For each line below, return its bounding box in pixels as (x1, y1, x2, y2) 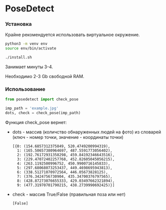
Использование (5, 86, 46, 93)
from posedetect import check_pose (5, 97, 79, 102)
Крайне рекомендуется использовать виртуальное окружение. (5, 32, 140, 38)
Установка (5, 21, 32, 28)
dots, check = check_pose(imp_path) (5, 111, 81, 116)
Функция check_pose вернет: (5, 120, 67, 126)
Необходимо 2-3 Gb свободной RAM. (5, 74, 85, 80)
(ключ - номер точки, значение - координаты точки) (12, 134, 124, 140)
